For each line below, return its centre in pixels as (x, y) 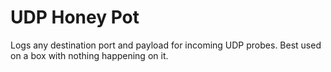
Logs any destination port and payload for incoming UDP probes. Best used (166, 45)
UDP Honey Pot (75, 17)
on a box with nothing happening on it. (89, 55)
